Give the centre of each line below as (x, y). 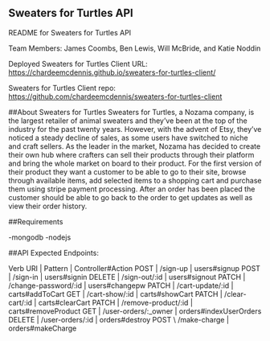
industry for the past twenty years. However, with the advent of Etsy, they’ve (135, 129)
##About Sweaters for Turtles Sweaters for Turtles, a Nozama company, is (131, 112)
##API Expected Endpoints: (53, 253)
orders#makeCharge (43, 328)
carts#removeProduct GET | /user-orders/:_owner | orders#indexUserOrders (135, 311)
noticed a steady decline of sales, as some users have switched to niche (129, 138)
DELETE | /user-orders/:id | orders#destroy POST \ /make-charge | (119, 319)
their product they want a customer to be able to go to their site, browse (127, 171)
